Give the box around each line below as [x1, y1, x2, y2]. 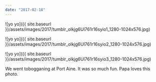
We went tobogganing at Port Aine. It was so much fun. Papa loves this [5, 66, 151, 72]
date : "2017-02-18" [5, 7, 46, 12]
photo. [5, 71, 19, 77]
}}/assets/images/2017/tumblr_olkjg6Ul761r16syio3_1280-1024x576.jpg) [5, 56, 152, 62]
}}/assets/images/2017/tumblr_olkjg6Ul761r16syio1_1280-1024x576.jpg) [5, 26, 151, 32]
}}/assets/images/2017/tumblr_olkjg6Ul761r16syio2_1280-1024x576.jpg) [5, 41, 152, 47]
